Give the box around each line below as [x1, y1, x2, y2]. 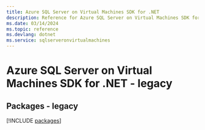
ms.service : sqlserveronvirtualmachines [6, 37, 111, 43]
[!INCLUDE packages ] [6, 117, 62, 124]
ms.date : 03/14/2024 [6, 20, 59, 26]
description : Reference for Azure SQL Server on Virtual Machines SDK [6, 15, 190, 21]
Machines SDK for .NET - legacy [6, 77, 173, 90]
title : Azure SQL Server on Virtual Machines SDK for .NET [6, 9, 160, 15]
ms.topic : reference [6, 26, 59, 32]
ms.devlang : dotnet [6, 32, 56, 38]
